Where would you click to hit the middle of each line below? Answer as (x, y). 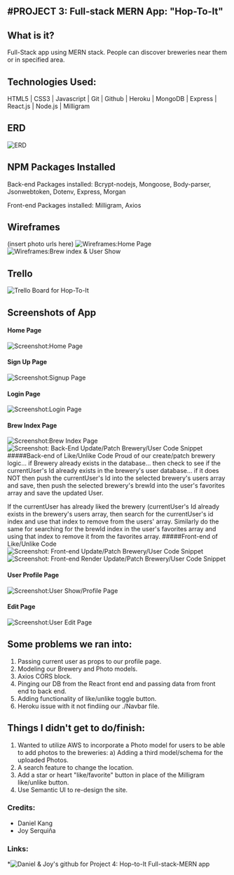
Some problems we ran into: (70, 644)
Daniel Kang (35, 823)
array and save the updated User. (55, 493)
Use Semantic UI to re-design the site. (73, 789)
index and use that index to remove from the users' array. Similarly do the (113, 521)
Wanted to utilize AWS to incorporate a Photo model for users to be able (121, 745)
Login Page (24, 394)
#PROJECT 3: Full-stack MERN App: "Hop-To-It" (115, 12)
